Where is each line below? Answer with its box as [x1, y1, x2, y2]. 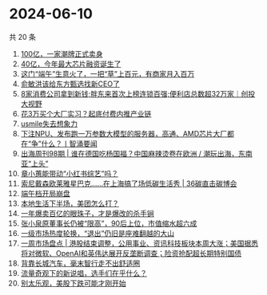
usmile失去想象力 [20, 119, 78, 128]
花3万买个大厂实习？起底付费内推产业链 [20, 108, 152, 118]
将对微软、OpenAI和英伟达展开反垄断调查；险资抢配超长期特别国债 [20, 248, 242, 258]
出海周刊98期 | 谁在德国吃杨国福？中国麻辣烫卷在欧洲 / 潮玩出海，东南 [20, 148, 253, 158]
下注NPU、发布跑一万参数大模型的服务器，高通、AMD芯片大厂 [20, 128, 228, 138]
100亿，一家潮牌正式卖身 [20, 49, 103, 58]
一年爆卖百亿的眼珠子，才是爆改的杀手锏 [20, 208, 154, 218]
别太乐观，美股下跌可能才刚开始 [20, 278, 126, 288]
